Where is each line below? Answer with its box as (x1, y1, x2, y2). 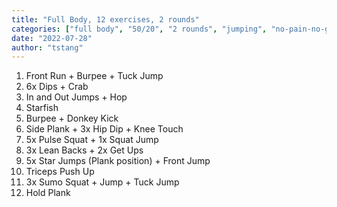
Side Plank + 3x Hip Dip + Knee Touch (25, 123, 184, 135)
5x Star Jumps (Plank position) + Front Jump (25, 155, 211, 167)
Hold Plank (25, 187, 71, 199)
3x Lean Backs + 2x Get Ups (25, 144, 144, 156)
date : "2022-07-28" (11, 33, 93, 43)
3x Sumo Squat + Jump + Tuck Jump (25, 176, 180, 188)
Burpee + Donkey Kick (25, 112, 119, 125)
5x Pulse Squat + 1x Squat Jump (25, 134, 159, 146)
